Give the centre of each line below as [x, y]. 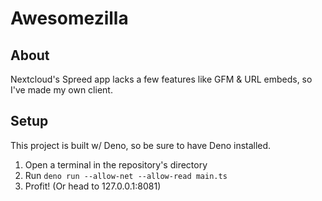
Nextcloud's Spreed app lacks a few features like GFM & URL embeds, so [161, 79]
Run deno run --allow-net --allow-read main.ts [126, 175]
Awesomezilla [69, 18]
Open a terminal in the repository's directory [116, 164]
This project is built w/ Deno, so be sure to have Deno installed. [141, 145]
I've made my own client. [61, 90]
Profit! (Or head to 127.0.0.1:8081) [93, 186]
